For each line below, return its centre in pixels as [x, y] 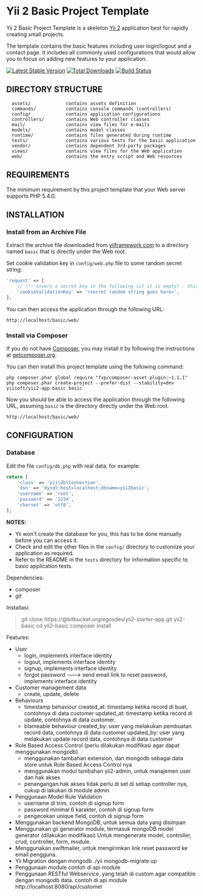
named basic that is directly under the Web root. [66, 251]
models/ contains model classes [69, 130]
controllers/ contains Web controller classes [81, 119]
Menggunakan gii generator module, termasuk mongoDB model [94, 828]
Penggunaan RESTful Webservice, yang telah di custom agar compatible [105, 874]
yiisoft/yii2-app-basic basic [44, 388]
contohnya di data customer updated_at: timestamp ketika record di [108, 713]
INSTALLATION [35, 215]
